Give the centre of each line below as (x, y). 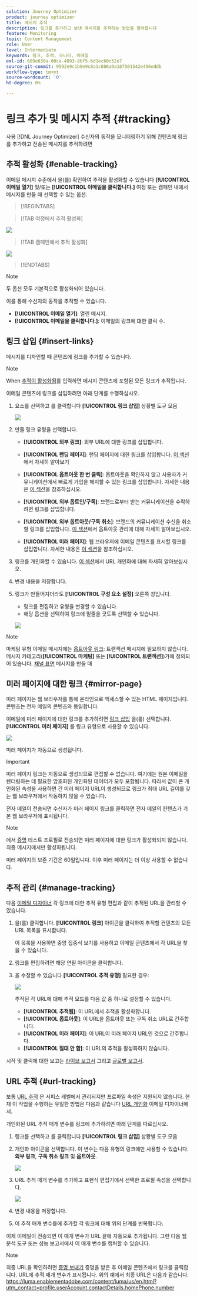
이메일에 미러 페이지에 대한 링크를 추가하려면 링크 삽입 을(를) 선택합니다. (89, 719)
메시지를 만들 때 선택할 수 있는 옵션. (47, 194)
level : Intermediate (31, 50)
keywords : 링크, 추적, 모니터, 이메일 (47, 55)
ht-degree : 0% (24, 83)
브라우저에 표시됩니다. (44, 816)
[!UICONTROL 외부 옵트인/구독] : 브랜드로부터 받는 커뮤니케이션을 (99, 502)
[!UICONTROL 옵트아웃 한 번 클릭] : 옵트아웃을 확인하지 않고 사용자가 (102, 474)
